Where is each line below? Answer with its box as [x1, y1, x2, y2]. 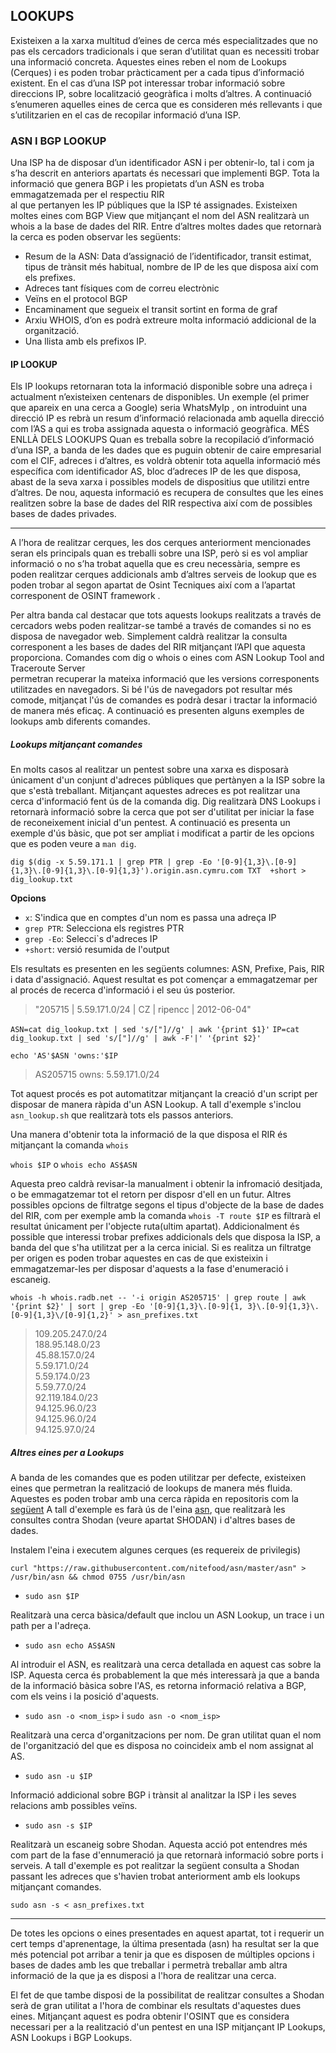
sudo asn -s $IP [24, 1821, 93, 1831]
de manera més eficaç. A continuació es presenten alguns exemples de [10, 705, 305, 717]
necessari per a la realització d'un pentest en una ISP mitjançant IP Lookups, [10, 2021, 326, 2033]
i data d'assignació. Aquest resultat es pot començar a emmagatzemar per [10, 974, 318, 986]
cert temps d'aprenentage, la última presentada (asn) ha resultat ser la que [10, 1938, 320, 1950]
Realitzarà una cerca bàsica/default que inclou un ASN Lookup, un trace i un [10, 1609, 325, 1621]
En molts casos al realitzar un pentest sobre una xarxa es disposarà [10, 764, 289, 776]
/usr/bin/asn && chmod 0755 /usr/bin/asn [10, 1572, 186, 1583]
